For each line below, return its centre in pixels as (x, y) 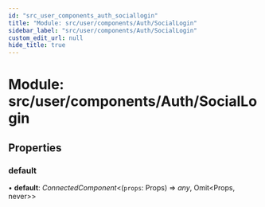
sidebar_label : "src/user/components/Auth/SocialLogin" (103, 30)
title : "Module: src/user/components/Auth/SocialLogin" (103, 23)
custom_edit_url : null (46, 38)
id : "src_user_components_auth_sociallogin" (83, 16)
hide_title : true (37, 45)
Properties (35, 148)
